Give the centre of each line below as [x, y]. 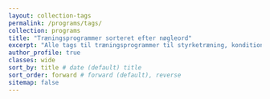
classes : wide [32, 61]
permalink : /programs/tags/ [55, 23]
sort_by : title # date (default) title [75, 68]
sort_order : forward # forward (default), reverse [95, 75]
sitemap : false [34, 82]
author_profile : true [45, 53]
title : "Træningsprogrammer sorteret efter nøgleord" [100, 38]
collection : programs [45, 30]
